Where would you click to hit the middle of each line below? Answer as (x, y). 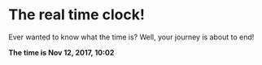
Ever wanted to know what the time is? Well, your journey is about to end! (131, 37)
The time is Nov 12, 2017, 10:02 (61, 52)
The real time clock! (76, 15)
